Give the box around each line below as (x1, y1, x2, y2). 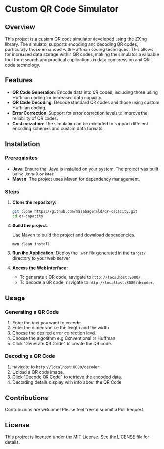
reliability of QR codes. (12, 115, 58, 121)
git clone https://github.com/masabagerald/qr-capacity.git (12, 209, 138, 214)
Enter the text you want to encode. (12, 320, 82, 325)
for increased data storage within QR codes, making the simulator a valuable (5, 51, 159, 57)
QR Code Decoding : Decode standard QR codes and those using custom (12, 100, 160, 105)
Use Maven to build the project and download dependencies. (12, 232, 136, 238)
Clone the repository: (12, 200, 57, 205)
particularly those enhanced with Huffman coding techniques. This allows (5, 47, 154, 52)
